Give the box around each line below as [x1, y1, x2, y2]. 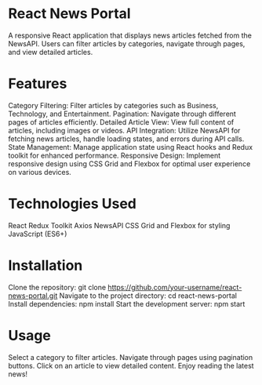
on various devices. [8, 167, 72, 176]
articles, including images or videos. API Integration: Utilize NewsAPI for [8, 125, 241, 135]
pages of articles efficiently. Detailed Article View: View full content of [8, 117, 235, 126]
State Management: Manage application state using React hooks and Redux [8, 142, 253, 151]
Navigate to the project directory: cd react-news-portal [59, 291, 238, 300]
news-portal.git [8, 291, 58, 300]
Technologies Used [8, 195, 137, 212]
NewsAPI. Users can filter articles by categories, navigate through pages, [8, 38, 246, 48]
